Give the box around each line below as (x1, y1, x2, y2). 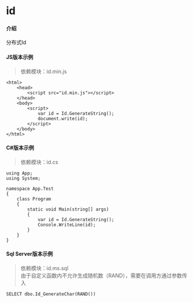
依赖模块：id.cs (20, 158, 59, 166)
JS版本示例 (6, 53, 34, 60)
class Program (16, 196, 51, 202)
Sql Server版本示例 (6, 251, 53, 258)
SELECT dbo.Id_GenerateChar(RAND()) (6, 291, 96, 297)
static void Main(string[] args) (27, 206, 109, 212)
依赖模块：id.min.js (20, 68, 67, 75)
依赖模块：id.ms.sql (20, 265, 69, 272)
